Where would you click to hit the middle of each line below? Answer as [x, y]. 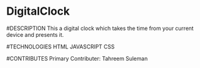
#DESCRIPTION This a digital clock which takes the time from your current [100, 28]
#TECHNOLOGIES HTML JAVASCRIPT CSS [61, 47]
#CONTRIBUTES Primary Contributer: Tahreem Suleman [77, 58]
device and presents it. [35, 34]
